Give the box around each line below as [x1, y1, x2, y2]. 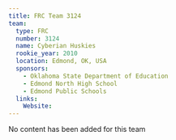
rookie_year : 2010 [15, 49, 79, 57]
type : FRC [15, 27, 49, 35]
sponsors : [15, 65, 49, 73]
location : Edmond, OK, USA [15, 57, 107, 66]
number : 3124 [15, 34, 60, 43]
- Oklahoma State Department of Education [23, 72, 169, 80]
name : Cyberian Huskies [15, 42, 96, 50]
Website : [23, 102, 53, 110]
